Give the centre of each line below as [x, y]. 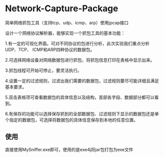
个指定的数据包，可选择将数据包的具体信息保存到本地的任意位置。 [71, 120]
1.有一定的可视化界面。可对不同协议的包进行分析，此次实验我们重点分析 [77, 43]
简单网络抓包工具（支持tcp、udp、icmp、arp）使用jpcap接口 [67, 22]
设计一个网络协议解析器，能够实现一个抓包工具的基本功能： [65, 33]
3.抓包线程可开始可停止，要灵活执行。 [44, 70]
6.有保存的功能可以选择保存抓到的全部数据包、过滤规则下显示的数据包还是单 [82, 113]
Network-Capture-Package [62, 9]
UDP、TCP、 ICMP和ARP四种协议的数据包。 [50, 49]
